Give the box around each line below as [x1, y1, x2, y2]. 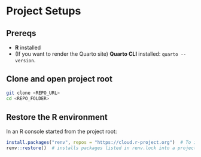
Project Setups [6, 4, 81, 18]
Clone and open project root [6, 74, 112, 84]
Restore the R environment [6, 112, 108, 122]
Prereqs [6, 28, 36, 38]
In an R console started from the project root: [6, 128, 117, 135]
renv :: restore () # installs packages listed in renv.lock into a [6, 145, 175, 151]
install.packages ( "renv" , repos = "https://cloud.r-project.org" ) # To [6, 140, 191, 146]
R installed [14, 44, 41, 51]
